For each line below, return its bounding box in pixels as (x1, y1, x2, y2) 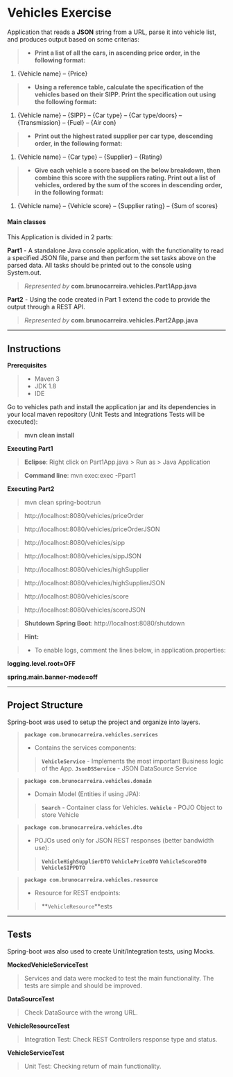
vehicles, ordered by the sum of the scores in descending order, (34, 180, 223, 189)
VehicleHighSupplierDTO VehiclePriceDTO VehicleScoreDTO (41, 858, 207, 865)
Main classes (7, 217, 46, 226)
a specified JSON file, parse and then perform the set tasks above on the (7, 254, 216, 262)
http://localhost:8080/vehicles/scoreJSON (24, 605, 146, 614)
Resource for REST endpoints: (34, 888, 121, 897)
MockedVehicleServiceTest (7, 960, 89, 969)
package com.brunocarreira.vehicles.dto (24, 824, 143, 831)
